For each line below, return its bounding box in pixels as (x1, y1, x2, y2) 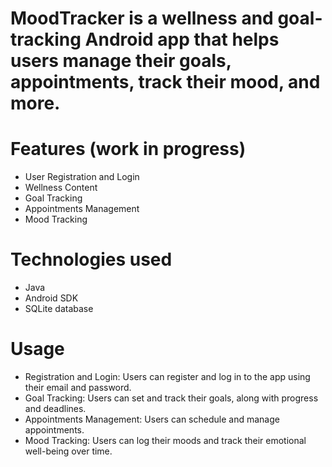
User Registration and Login (24, 171, 140, 183)
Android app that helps (84, 28, 280, 51)
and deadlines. (24, 403, 87, 414)
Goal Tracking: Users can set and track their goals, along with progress (24, 392, 319, 404)
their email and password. (24, 382, 132, 393)
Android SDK (24, 292, 79, 304)
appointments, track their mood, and (10, 71, 321, 94)
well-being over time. (24, 445, 113, 457)
